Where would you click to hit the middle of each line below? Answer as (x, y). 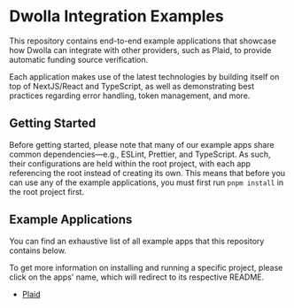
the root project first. (47, 191)
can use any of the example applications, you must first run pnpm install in (147, 182)
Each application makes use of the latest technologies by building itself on (144, 76)
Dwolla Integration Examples (116, 16)
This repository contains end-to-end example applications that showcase (143, 41)
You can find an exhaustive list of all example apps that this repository (137, 241)
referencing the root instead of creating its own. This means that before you (147, 173)
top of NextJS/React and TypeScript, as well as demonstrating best (132, 86)
